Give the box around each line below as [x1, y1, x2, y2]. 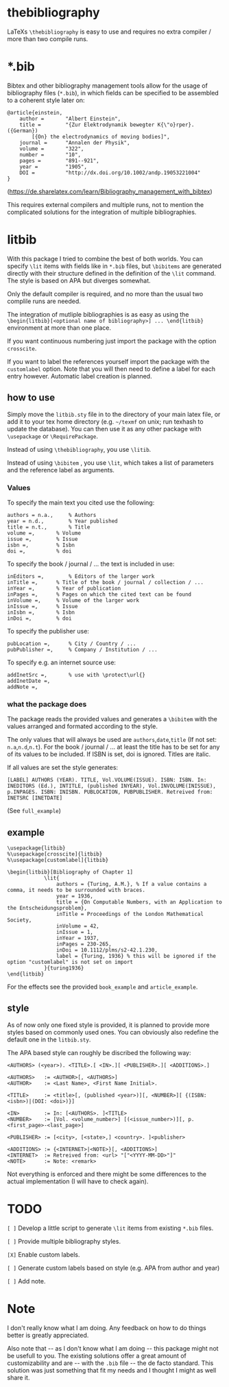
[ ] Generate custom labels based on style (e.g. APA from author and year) [7, 1264, 220, 1272]
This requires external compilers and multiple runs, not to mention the [7, 200, 204, 208]
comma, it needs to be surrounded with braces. [7, 887, 146, 894]
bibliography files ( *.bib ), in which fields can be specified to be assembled [7, 88, 219, 97]
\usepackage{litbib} [7, 845, 67, 852]
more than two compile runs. [7, 34, 88, 43]
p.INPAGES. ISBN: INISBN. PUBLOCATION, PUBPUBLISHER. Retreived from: [7, 788, 213, 796]
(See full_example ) [7, 807, 62, 815]
